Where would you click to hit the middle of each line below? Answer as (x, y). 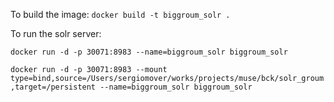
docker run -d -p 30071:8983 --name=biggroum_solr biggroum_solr (149, 52)
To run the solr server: (56, 33)
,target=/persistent (53, 87)
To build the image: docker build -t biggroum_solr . (120, 14)
